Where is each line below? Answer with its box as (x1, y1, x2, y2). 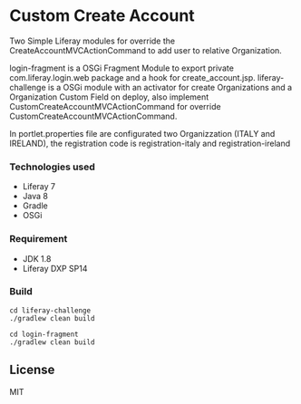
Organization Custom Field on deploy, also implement (9, 91, 209, 102)
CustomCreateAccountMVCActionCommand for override (9, 101, 221, 111)
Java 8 (22, 191, 48, 202)
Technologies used (9, 160, 95, 173)
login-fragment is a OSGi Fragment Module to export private (9, 63, 234, 73)
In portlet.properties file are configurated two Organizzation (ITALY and (9, 128, 276, 139)
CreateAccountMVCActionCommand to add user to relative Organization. (9, 44, 283, 55)
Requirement (9, 233, 68, 245)
